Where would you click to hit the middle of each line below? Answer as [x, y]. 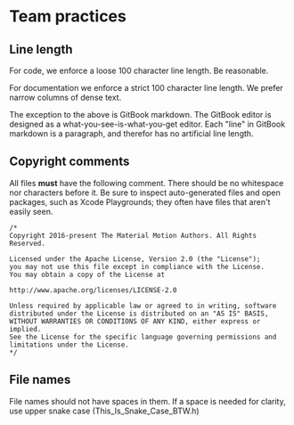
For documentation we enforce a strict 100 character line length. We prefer [146, 88]
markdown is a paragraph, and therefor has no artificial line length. [131, 134]
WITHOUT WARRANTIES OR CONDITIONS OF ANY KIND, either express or [135, 321]
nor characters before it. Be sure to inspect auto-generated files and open [145, 192]
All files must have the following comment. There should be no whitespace [147, 183]
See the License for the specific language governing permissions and [143, 337]
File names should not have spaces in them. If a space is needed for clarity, [148, 401]
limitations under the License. [69, 345]
